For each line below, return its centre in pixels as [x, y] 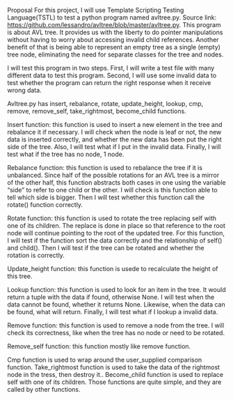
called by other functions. [44, 389]
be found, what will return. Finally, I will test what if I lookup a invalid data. [113, 312]
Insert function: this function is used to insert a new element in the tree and [115, 124]
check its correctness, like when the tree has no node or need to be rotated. [116, 333]
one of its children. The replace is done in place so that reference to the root [116, 225]
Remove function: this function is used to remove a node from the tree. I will [116, 325]
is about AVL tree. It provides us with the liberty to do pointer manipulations [115, 32]
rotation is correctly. [36, 255]
